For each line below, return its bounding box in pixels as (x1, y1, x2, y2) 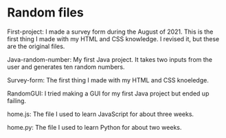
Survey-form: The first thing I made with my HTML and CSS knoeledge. (7, 76, 210, 84)
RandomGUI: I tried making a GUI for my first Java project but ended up (7, 89, 210, 97)
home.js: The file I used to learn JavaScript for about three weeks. (7, 110, 194, 118)
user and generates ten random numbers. (7, 62, 125, 71)
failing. (7, 96, 26, 104)
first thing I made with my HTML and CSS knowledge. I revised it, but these (7, 34, 220, 43)
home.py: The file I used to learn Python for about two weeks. (7, 123, 182, 131)
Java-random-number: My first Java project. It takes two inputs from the (7, 55, 213, 63)
